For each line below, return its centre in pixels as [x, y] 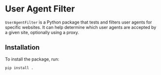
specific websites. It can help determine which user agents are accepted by [81, 27]
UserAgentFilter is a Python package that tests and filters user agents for [79, 22]
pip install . [19, 68]
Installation [22, 47]
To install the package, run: [32, 59]
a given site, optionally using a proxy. [42, 32]
